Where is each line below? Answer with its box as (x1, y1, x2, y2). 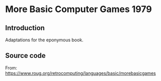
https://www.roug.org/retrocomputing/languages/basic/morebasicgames (5, 70, 156, 76)
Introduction (5, 24, 45, 32)
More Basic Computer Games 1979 (5, 4, 152, 15)
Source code (5, 51, 46, 60)
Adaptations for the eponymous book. (5, 37, 84, 43)
